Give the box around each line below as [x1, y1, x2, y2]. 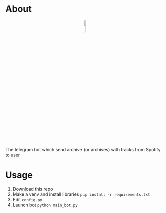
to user [5, 152, 20, 158]
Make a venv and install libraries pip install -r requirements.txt [12, 191, 150, 197]
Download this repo [12, 186, 53, 192]
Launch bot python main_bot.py [12, 202, 78, 208]
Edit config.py [12, 196, 43, 202]
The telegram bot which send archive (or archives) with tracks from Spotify [5, 146, 161, 152]
